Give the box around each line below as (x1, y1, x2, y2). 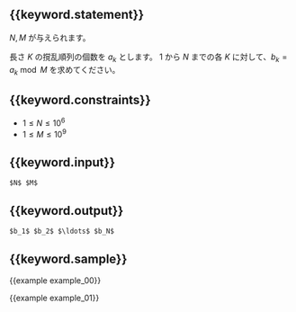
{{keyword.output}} (9, 202, 124, 218)
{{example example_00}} (9, 274, 102, 286)
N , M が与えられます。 (9, 31, 92, 43)
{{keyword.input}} (9, 155, 115, 170)
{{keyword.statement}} (9, 7, 145, 22)
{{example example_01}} (9, 292, 100, 303)
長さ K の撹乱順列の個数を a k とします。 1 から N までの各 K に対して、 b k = (9, 51, 288, 64)
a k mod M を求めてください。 (9, 64, 121, 77)
